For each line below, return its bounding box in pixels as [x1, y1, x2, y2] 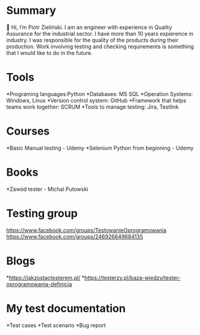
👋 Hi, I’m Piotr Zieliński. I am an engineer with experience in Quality [6, 24, 172, 31]
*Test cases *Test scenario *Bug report [6, 321, 107, 329]
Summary [6, 4, 56, 18]
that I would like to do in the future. [6, 49, 93, 56]
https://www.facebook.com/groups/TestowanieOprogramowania [6, 226, 167, 234]
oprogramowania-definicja [6, 280, 72, 287]
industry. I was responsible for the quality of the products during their [6, 36, 179, 43]
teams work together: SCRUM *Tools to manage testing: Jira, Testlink [6, 103, 179, 110]
